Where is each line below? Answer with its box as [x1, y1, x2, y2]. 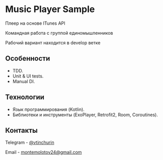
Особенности [5, 54, 50, 63]
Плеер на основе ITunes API [5, 20, 65, 26]
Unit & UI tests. [12, 73, 44, 79]
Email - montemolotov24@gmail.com [5, 149, 82, 155]
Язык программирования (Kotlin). [12, 106, 85, 112]
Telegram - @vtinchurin [5, 139, 54, 145]
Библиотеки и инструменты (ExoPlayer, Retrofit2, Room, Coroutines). [12, 112, 158, 118]
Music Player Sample [5, 4, 95, 15]
